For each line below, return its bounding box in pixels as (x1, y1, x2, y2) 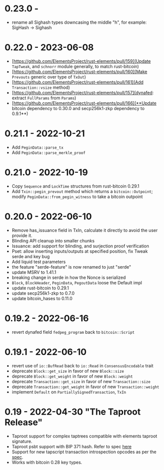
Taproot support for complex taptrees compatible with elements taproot (11, 433, 158, 439)
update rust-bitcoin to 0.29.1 (11, 285, 69, 291)
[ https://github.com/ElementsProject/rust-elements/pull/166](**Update (11, 100, 157, 106)
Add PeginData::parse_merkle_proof (11, 149, 86, 156)
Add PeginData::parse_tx (11, 144, 64, 150)
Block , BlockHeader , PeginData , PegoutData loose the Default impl (11, 279, 142, 285)
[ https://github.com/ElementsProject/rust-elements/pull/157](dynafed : (11, 89, 154, 95)
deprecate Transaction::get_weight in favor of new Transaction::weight (11, 384, 160, 390)
